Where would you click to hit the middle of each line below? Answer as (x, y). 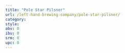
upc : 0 (12, 43)
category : (16, 19)
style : (12, 24)
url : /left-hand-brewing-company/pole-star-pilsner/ (63, 15)
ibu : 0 (12, 33)
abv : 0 (12, 29)
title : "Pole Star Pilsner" (35, 10)
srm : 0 (12, 38)
